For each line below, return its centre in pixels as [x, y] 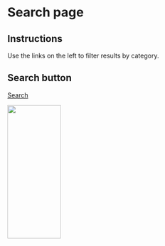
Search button [40, 78]
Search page [46, 12]
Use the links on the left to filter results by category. [83, 55]
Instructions [35, 39]
